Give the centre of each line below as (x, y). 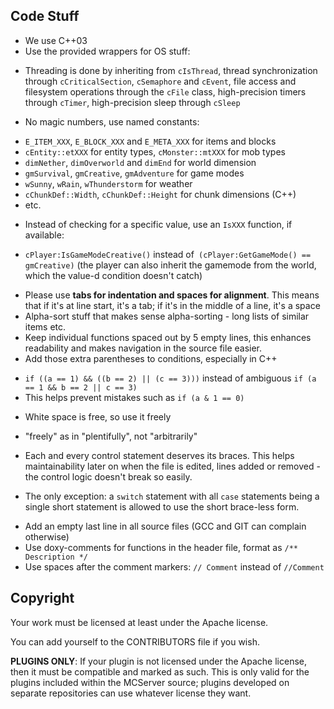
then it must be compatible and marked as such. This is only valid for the (160, 671)
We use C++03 (56, 40)
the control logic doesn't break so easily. (108, 476)
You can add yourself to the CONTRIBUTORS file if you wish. (135, 641)
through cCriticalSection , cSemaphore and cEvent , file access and (160, 81)
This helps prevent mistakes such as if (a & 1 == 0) (134, 397)
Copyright (42, 598)
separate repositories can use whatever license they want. (131, 693)
